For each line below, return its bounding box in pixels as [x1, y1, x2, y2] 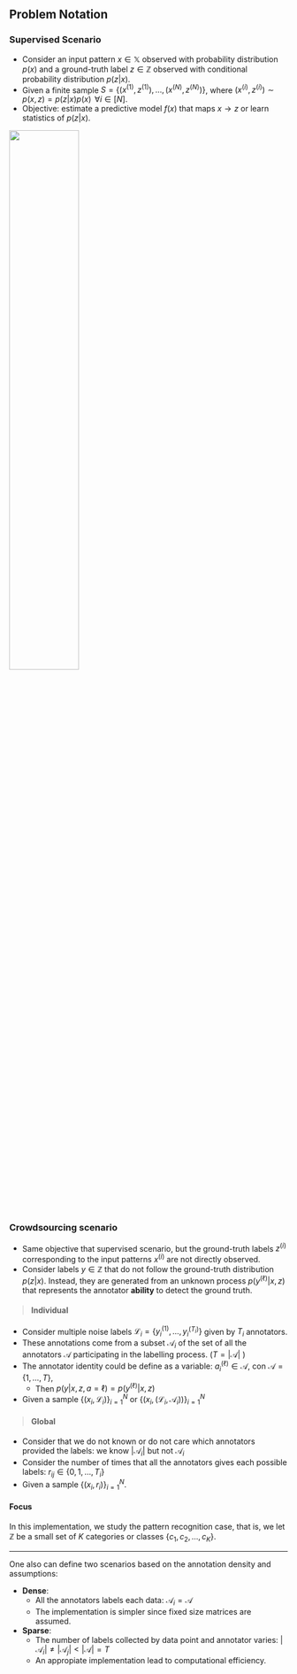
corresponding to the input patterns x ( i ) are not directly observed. [21, 1253, 261, 1264]
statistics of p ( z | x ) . [21, 112, 91, 123]
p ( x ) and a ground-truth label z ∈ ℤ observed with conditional [21, 64, 247, 74]
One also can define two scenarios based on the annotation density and [9, 1558, 271, 1570]
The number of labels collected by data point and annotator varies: [34, 1634, 278, 1645]
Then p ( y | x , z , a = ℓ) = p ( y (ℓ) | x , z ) [34, 1381, 156, 1393]
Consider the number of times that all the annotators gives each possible [21, 1456, 287, 1468]
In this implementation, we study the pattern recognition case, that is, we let [9, 1522, 286, 1532]
